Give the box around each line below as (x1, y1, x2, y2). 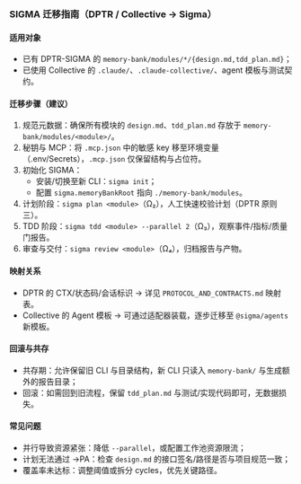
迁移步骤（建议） (9, 98, 73, 109)
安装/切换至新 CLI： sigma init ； (35, 176, 157, 187)
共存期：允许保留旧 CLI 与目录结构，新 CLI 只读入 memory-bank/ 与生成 (22, 365, 283, 375)
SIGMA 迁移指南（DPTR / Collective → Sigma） (9, 7, 217, 20)
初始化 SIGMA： (22, 164, 83, 176)
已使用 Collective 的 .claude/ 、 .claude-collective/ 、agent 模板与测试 (22, 65, 285, 75)
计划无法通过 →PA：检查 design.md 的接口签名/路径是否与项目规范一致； (22, 453, 291, 464)
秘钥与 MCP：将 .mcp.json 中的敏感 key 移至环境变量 (22, 142, 219, 154)
